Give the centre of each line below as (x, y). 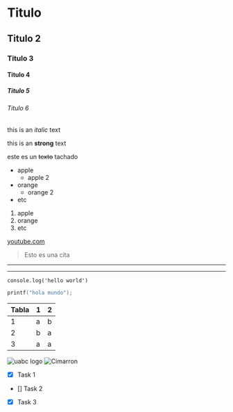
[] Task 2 (30, 388)
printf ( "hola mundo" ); (40, 292)
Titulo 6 (18, 108)
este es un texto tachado (43, 156)
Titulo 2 (24, 39)
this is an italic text (34, 129)
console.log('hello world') (48, 280)
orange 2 (41, 192)
